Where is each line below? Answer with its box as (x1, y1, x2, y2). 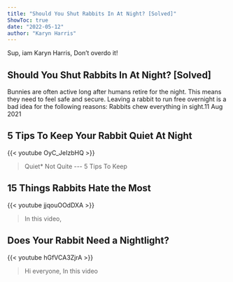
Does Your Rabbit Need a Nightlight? (7, 235, 169, 246)
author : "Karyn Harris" (7, 29, 77, 37)
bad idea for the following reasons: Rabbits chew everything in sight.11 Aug (7, 103, 223, 111)
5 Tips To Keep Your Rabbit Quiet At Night (7, 130, 192, 142)
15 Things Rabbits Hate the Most (7, 182, 152, 194)
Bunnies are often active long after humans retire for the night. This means (7, 88, 222, 96)
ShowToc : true (7, 17, 49, 24)
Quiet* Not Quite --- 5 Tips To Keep (24, 162, 128, 170)
